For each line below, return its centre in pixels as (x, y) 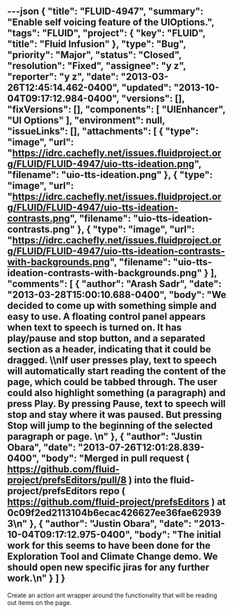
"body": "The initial (177, 535)
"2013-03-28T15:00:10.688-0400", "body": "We (117, 295)
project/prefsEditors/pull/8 (67, 480)
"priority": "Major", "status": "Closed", (95, 55)
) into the (148, 480)
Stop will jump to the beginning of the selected (110, 426)
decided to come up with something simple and (112, 306)
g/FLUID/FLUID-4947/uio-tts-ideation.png (101, 164)
